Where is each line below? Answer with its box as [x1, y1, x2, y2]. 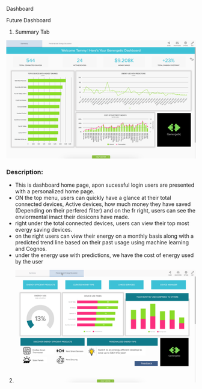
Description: [6, 167, 43, 176]
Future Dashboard [6, 17, 51, 23]
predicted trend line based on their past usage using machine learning [14, 239, 189, 246]
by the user [14, 258, 43, 265]
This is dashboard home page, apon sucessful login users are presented [14, 181, 195, 188]
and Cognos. [14, 246, 47, 253]
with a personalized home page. [14, 188, 95, 195]
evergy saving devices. [14, 226, 73, 234]
